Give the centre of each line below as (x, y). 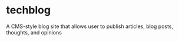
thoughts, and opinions (34, 32)
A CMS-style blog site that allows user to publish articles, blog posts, (90, 26)
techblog (29, 10)
